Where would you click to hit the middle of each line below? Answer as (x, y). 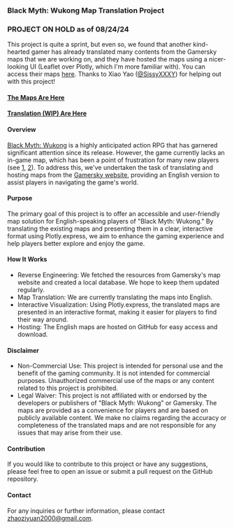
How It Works (27, 259)
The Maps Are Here (36, 97)
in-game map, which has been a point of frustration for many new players (113, 160)
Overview (22, 129)
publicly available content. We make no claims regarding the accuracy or (122, 418)
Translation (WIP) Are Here (47, 113)
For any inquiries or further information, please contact (86, 510)
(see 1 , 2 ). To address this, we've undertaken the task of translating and (110, 167)
